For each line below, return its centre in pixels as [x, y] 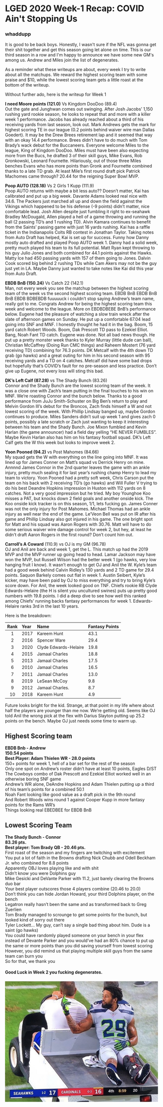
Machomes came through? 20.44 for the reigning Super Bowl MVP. [72, 176]
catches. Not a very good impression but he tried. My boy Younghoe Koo [78, 493]
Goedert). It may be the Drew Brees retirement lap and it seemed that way [79, 135]
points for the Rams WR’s [30, 805]
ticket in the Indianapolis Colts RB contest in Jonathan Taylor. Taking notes [80, 232]
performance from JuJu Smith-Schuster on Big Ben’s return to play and [76, 401]
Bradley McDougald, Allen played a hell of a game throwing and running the [81, 217]
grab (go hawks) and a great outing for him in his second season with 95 [78, 355]
